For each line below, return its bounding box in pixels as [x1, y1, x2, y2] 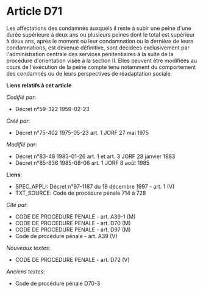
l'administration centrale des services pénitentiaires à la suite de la [6, 50, 174, 57]
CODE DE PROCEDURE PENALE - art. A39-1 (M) [15, 212, 136, 220]
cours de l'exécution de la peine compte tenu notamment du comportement [6, 63, 196, 71]
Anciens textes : [6, 267, 46, 275]
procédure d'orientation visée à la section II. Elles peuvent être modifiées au [6, 57, 198, 64]
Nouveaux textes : [6, 244, 51, 251]
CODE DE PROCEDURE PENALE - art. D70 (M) [15, 219, 131, 226]
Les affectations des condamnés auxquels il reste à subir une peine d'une [6, 24, 191, 32]
